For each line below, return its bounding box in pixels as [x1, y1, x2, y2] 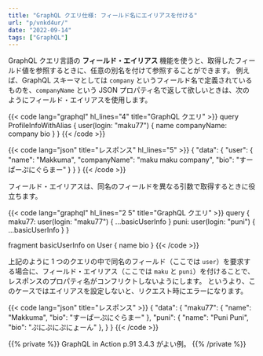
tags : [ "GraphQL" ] [8, 33, 68, 42]
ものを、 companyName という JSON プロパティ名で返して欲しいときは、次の [8, 86, 250, 95]
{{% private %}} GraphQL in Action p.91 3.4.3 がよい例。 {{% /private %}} [8, 339, 247, 349]
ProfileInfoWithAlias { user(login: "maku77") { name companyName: [8, 121, 228, 130]
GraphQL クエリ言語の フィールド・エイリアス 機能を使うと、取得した [8, 56, 236, 65]
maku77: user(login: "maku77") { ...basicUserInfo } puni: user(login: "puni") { [8, 217, 256, 226]
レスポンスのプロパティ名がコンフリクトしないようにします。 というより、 [8, 277, 249, 286]
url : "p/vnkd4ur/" [8, 19, 68, 27]
